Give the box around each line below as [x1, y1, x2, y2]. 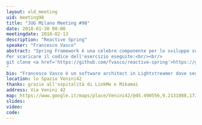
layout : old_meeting [6, 8, 58, 15]
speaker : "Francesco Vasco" [6, 43, 77, 49]
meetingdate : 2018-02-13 [6, 31, 69, 37]
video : [6, 103, 23, 110]
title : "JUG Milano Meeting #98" [6, 20, 90, 26]
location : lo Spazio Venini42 [6, 76, 82, 82]
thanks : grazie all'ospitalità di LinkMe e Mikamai [6, 82, 138, 88]
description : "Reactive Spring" [6, 37, 87, 43]
